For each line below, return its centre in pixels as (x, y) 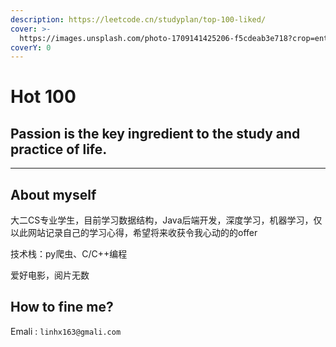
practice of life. (59, 149)
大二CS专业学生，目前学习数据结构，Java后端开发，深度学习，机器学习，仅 (166, 220)
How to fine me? (62, 307)
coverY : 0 (31, 47)
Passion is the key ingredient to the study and (155, 133)
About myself (53, 194)
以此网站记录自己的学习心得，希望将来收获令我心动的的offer (134, 233)
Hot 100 (43, 97)
